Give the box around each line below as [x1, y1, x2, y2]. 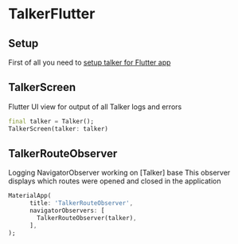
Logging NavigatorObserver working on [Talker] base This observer [8, 168, 231, 178]
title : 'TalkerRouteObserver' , [29, 199, 134, 207]
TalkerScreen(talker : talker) [8, 124, 109, 132]
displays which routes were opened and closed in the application [8, 176, 221, 186]
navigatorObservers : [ [29, 207, 105, 215]
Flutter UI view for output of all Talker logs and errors [8, 101, 182, 112]
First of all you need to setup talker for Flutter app [8, 57, 171, 67]
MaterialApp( [8, 192, 52, 200]
